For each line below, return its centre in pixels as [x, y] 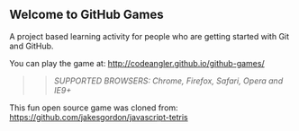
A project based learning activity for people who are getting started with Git [149, 36]
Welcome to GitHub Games [86, 15]
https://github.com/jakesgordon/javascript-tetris [99, 117]
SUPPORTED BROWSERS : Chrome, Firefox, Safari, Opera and [168, 81]
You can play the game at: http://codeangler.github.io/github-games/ [137, 63]
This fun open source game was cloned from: [94, 108]
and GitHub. [32, 46]
